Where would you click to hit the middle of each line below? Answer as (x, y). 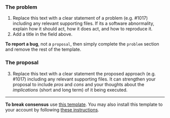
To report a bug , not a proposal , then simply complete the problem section (82, 44)
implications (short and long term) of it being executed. (70, 90)
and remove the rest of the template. (43, 50)
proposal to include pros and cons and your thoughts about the (78, 84)
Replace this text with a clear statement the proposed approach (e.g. (84, 73)
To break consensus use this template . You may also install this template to (84, 104)
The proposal (22, 63)
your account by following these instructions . (52, 109)
